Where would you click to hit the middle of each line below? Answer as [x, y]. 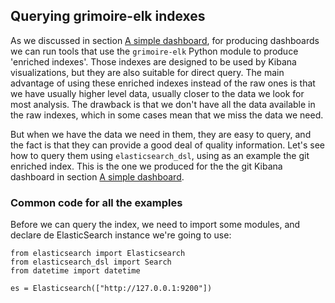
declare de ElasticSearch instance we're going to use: [121, 235]
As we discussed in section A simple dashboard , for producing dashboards [165, 40]
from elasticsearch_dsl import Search [91, 262]
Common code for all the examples [96, 202]
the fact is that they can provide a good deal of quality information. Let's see [168, 145]
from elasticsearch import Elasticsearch [98, 254]
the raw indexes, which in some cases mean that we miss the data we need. [167, 115]
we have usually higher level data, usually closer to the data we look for [157, 93]
